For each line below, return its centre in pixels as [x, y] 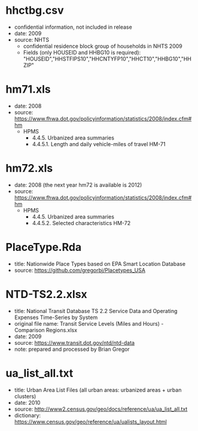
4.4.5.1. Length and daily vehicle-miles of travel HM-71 [99, 144]
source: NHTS [31, 40]
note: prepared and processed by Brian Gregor [72, 349]
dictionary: [28, 415]
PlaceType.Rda [44, 247]
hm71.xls [28, 89]
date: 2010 [27, 402]
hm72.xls [29, 169]
